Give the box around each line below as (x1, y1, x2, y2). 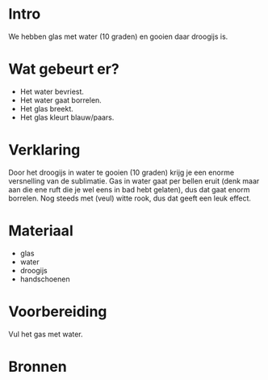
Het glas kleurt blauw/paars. (19, 112, 115, 122)
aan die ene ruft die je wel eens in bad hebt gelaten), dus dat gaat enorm (8, 184, 250, 194)
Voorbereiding (8, 302, 107, 320)
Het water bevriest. (19, 87, 85, 96)
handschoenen (19, 274, 70, 284)
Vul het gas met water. (8, 329, 83, 339)
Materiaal (8, 222, 74, 239)
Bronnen (8, 357, 67, 376)
